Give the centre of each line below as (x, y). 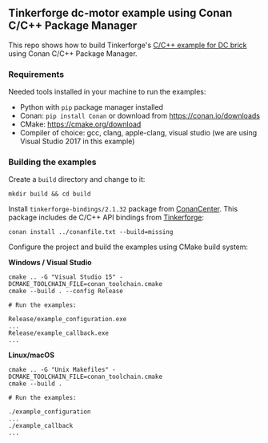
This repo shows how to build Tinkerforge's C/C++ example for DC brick (128, 45)
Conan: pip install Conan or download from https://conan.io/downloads (140, 116)
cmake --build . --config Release (66, 292)
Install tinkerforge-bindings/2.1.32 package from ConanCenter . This (123, 209)
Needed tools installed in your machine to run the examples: (107, 92)
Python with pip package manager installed (92, 107)
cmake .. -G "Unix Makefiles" (59, 370)
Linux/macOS (31, 355)
